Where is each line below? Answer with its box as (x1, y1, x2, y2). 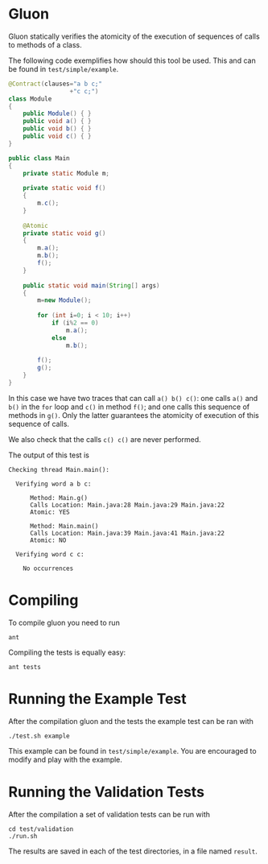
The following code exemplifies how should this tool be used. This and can (8, 56, 256, 65)
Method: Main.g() (29, 494, 89, 502)
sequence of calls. (8, 419, 70, 428)
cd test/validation (8, 825, 74, 833)
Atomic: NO (29, 536, 67, 544)
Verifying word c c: (15, 550, 85, 558)
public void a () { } (23, 118, 92, 126)
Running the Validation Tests (8, 783, 205, 801)
